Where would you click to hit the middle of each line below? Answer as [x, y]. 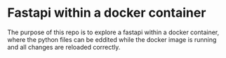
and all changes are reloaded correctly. [64, 47]
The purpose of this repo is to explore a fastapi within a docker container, [113, 32]
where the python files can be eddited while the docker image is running [112, 39]
